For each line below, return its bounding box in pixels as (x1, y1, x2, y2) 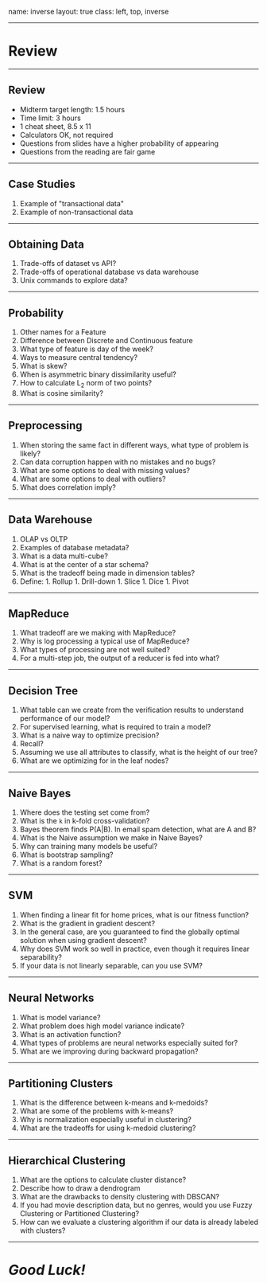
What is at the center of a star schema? (19, 559, 149, 569)
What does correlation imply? (19, 482, 117, 492)
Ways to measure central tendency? (19, 353, 137, 362)
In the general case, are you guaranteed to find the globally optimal (19, 927, 240, 937)
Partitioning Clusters (8, 1077, 114, 1090)
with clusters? (19, 1226, 66, 1235)
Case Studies (8, 178, 75, 191)
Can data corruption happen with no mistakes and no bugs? (19, 457, 216, 467)
